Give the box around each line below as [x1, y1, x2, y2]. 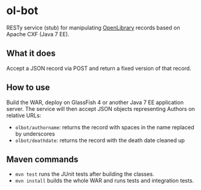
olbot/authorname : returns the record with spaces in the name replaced [15, 123, 194, 131]
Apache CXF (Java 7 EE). [6, 30, 70, 37]
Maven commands [6, 154, 78, 164]
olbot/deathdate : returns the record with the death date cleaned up [15, 136, 185, 144]
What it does [6, 48, 56, 59]
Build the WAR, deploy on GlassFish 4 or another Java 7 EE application [6, 99, 184, 106]
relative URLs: [6, 112, 42, 119]
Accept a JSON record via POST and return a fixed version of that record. [6, 64, 191, 72]
